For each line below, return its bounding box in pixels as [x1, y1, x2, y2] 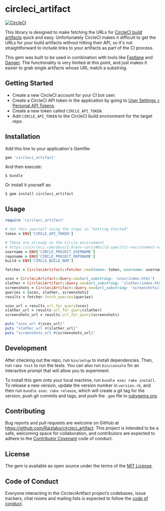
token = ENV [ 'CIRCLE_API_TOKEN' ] [5, 231, 74, 236]
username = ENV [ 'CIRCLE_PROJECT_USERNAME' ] [5, 249, 96, 254]
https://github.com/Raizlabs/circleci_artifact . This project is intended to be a [5, 425, 159, 431]
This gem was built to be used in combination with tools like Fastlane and [5, 54, 153, 60]
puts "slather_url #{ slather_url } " [5, 326, 78, 331]
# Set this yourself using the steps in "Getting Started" [5, 227, 129, 232]
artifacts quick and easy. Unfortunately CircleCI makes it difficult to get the [5, 34, 156, 40]
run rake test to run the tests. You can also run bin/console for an [5, 362, 139, 368]
